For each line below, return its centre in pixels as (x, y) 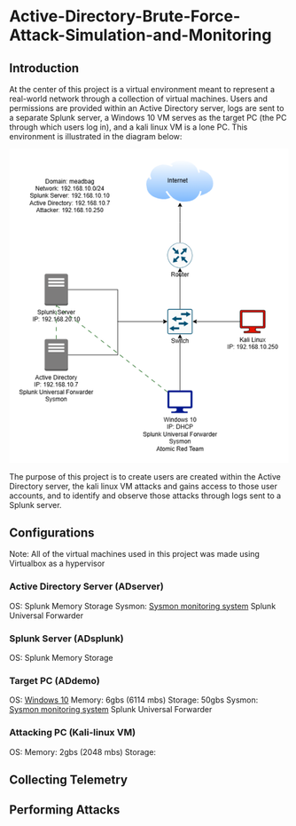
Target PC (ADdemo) (55, 680)
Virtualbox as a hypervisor (57, 564)
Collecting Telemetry (69, 780)
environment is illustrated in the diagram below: (96, 136)
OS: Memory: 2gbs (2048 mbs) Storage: (83, 751)
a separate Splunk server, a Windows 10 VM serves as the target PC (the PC (148, 118)
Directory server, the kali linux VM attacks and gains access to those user (143, 486)
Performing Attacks (65, 810)
